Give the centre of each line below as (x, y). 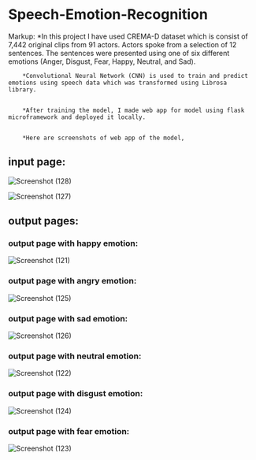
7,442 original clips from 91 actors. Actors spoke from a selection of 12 (122, 44)
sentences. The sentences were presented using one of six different (119, 53)
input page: (37, 162)
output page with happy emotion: (73, 243)
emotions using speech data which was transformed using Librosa (117, 83)
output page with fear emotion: (69, 431)
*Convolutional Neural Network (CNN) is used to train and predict (135, 76)
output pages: (43, 221)
